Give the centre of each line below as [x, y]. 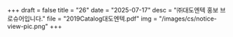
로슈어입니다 [24, 18]
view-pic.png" [28, 26]
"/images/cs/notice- [188, 18]
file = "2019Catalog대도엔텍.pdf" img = [102, 18]
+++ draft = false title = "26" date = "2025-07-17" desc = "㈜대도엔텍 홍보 [113, 10]
